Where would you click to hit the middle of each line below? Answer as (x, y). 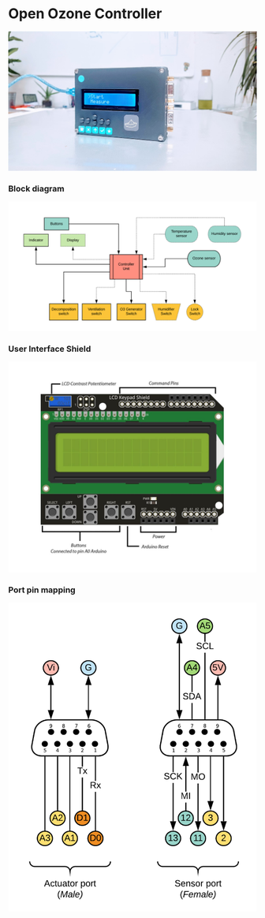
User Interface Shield (50, 349)
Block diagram (36, 188)
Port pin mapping (42, 590)
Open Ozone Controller (85, 14)
